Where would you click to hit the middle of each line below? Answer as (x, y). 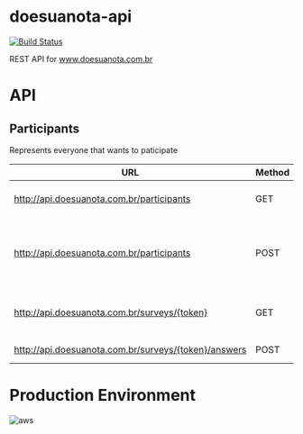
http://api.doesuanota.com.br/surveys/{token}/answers (130, 349)
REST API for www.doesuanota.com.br (81, 59)
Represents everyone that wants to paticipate (94, 149)
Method (273, 172)
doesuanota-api (71, 17)
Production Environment (103, 396)
